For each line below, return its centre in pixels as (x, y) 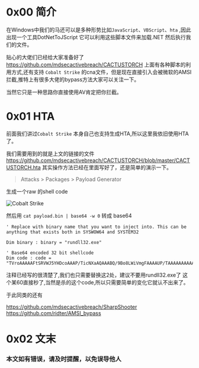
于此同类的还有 (24, 295)
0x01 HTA (31, 117)
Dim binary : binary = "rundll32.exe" (54, 242)
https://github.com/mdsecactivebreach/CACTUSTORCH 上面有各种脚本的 (96, 64)
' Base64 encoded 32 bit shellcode (50, 253)
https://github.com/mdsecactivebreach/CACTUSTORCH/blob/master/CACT (98, 160)
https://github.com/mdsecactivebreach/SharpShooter (72, 307)
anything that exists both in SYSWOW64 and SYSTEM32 (73, 232)
